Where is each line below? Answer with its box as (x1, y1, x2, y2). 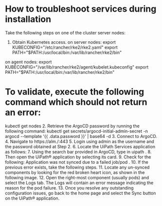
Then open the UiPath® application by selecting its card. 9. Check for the (5, 154, 151, 160)
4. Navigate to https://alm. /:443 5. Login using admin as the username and (5, 138, 154, 144)
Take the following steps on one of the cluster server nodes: (5, 30, 126, 35)
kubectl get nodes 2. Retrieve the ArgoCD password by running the (5, 123, 140, 129)
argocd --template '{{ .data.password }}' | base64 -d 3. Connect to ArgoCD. (5, 133, 157, 139)
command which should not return (5, 97, 147, 108)
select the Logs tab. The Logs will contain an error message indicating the (5, 180, 154, 186)
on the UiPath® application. (5, 195, 60, 201)
